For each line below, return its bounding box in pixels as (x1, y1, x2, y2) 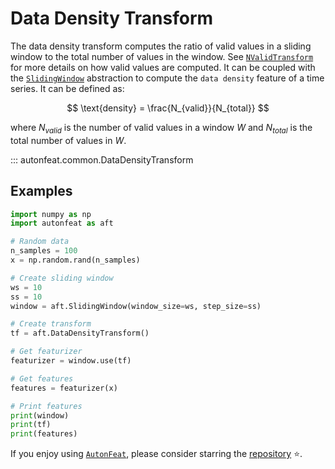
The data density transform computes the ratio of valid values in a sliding (10, 40, 312, 52)
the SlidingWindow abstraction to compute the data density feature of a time (10, 72, 325, 84)
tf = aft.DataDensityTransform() (10, 328, 150, 339)
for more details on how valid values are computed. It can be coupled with (10, 61, 316, 73)
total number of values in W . (10, 134, 127, 146)
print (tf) (10, 420, 52, 430)
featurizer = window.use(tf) (10, 356, 132, 366)
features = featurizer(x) (10, 383, 118, 393)
